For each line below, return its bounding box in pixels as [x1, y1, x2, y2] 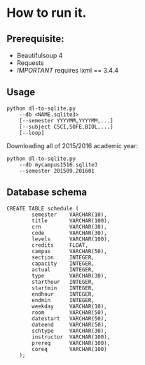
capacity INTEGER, [32, 260, 95, 267]
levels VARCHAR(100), [32, 236, 111, 243]
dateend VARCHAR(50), [32, 321, 108, 328]
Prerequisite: [6, 33, 64, 45]
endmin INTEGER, [32, 296, 95, 303]
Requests [16, 59, 44, 67]
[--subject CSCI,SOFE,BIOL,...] [19, 123, 113, 130]
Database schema [6, 187, 88, 199]
